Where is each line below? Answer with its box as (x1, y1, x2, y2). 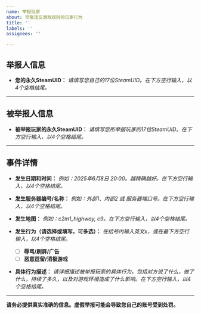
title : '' (6, 20, 31, 26)
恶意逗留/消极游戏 (23, 255, 69, 262)
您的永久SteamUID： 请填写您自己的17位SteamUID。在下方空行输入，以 (14, 76, 192, 83)
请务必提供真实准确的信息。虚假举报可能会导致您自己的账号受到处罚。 (6, 301, 179, 308)
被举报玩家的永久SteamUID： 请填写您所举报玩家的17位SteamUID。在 (14, 126, 187, 133)
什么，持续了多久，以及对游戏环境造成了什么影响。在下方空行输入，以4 (14, 275, 191, 282)
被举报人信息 (6, 108, 54, 119)
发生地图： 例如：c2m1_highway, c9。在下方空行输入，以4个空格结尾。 (14, 215, 191, 222)
